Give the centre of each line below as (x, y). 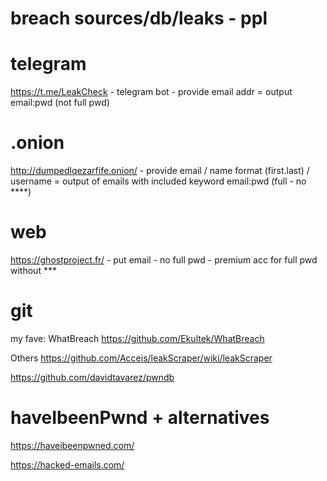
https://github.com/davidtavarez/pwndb (92, 377)
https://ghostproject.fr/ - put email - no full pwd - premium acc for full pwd (164, 260)
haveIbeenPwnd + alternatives (140, 418)
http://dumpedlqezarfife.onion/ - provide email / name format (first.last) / (160, 171)
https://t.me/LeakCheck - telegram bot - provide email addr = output (151, 92)
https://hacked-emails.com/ (67, 464)
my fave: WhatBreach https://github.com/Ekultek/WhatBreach (137, 338)
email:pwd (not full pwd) (60, 103)
